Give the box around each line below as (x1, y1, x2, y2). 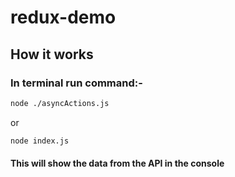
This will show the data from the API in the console (10, 157, 225, 170)
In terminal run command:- (10, 76, 143, 90)
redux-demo (10, 6, 117, 29)
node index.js (10, 136, 70, 146)
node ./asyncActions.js (10, 98, 110, 108)
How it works (10, 46, 94, 63)
